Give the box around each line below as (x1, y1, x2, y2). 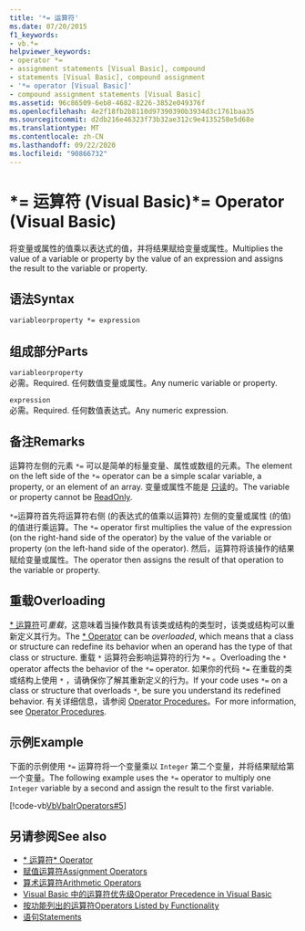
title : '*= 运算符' (9, 13, 79, 23)
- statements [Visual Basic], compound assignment (9, 73, 206, 82)
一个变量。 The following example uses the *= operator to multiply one (9, 772, 271, 783)
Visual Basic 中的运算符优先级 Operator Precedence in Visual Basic (22, 889, 272, 900)
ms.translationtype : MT (9, 124, 100, 133)
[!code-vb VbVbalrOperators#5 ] (9, 800, 127, 811)
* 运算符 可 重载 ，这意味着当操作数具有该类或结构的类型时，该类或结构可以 (9, 619, 287, 630)
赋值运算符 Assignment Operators (22, 866, 147, 877)
